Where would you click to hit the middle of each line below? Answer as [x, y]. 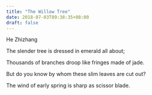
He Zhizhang [22, 40]
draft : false [22, 23]
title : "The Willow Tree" [38, 12]
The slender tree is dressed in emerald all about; [66, 51]
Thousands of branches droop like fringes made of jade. [75, 62]
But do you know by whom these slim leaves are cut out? [76, 74]
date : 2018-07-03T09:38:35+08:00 [48, 17]
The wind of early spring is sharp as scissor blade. [68, 85]
